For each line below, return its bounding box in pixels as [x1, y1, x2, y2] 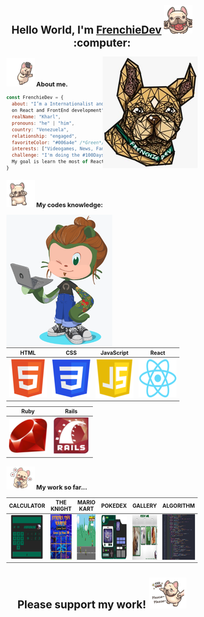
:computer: [73, 36, 131, 50]
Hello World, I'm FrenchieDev [11, 23, 162, 37]
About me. [36, 80, 68, 89]
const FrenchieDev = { [6, 95, 64, 101]
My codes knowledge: [36, 201, 103, 210]
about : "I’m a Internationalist [12, 101, 94, 107]
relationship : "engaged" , [12, 133, 78, 139]
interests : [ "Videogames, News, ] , [12, 146, 159, 152]
